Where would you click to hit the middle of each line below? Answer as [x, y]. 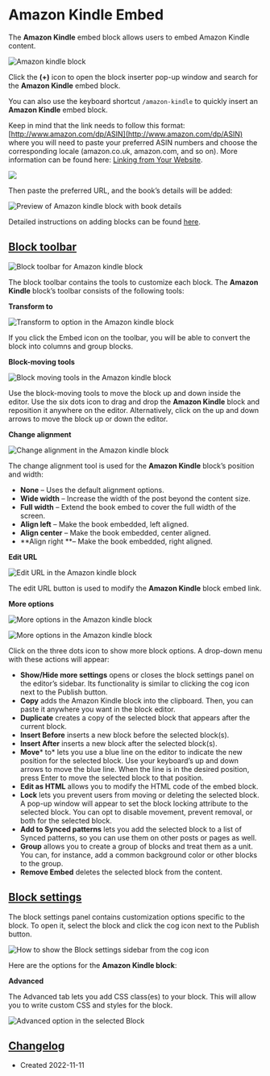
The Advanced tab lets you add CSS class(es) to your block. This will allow [132, 996]
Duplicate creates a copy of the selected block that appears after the [135, 717]
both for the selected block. [66, 820]
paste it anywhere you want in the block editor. [98, 709]
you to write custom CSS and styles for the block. [91, 1005]
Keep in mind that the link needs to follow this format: [97, 125]
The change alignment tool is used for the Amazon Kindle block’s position [131, 465]
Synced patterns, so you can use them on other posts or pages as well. [138, 837]
